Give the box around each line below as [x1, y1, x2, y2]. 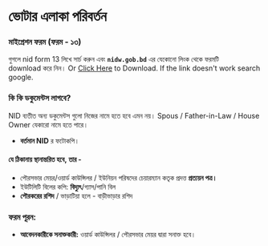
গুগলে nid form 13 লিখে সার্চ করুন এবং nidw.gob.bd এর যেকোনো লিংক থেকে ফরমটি [8, 54, 219, 64]
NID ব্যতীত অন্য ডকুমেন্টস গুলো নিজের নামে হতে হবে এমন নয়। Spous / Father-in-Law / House [8, 111, 260, 120]
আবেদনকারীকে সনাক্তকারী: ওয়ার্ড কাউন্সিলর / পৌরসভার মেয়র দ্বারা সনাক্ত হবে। [19, 230, 197, 240]
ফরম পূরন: [8, 212, 36, 223]
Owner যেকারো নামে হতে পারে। [8, 119, 89, 129]
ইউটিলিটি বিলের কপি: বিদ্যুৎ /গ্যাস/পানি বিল [19, 182, 116, 192]
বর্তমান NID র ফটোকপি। [19, 135, 80, 145]
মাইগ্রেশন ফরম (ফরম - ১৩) [8, 36, 82, 47]
